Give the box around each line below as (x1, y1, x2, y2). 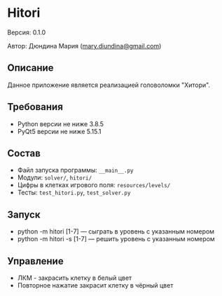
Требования (7, 101, 63, 113)
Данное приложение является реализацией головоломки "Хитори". (7, 81, 211, 89)
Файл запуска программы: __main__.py (17, 166, 134, 175)
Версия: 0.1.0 (7, 28, 46, 36)
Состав (7, 147, 41, 159)
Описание (7, 62, 54, 74)
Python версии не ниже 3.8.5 (17, 119, 104, 128)
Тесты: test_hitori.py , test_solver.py (17, 188, 131, 197)
